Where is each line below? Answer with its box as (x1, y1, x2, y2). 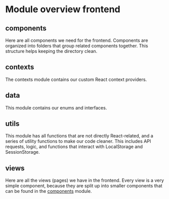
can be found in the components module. (5, 188, 92, 194)
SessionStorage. (5, 149, 40, 155)
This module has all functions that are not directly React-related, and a (5, 133, 154, 139)
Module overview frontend (5, 4, 121, 15)
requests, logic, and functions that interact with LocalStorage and (5, 144, 143, 150)
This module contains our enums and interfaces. (5, 104, 107, 110)
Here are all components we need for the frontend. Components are (5, 37, 148, 43)
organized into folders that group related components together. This (5, 43, 148, 49)
